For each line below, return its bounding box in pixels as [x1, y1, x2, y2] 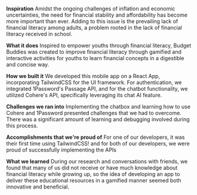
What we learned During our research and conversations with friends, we [6, 158, 188, 165]
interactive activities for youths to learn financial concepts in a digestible [6, 55, 184, 61]
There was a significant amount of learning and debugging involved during [6, 116, 190, 123]
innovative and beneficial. [6, 183, 70, 190]
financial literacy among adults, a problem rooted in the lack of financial [6, 24, 182, 31]
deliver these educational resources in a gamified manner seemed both [6, 177, 181, 184]
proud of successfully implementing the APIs [6, 146, 116, 153]
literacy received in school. [6, 30, 73, 38]
